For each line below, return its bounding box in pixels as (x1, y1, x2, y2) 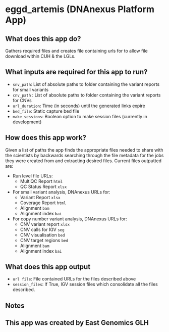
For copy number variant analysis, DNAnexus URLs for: (12, 216, 127, 222)
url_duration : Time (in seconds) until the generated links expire (12, 103, 145, 109)
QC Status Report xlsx (20, 183, 67, 189)
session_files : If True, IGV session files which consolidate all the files (12, 281, 158, 288)
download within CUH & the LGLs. (5, 53, 76, 59)
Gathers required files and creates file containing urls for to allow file (5, 48, 148, 54)
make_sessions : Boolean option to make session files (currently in (12, 113, 147, 119)
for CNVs (12, 97, 32, 103)
